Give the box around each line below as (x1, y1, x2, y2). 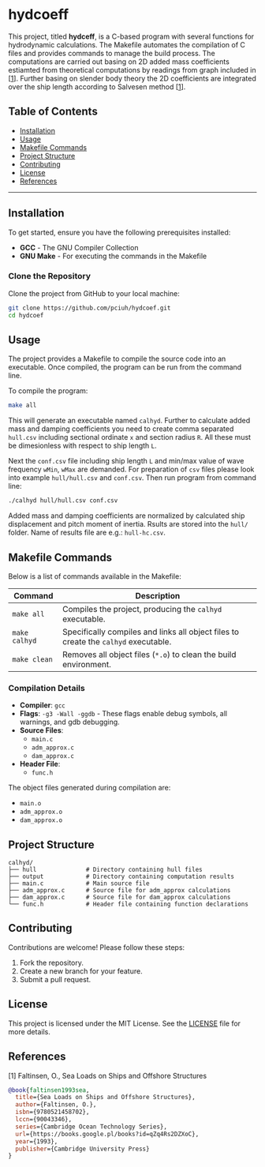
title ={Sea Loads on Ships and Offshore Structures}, (15, 1094, 196, 1101)
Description (135, 590, 181, 601)
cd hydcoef (8, 311, 44, 319)
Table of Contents (8, 105, 99, 118)
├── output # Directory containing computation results (8, 872, 235, 881)
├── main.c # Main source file (8, 880, 150, 887)
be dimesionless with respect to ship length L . (8, 441, 158, 451)
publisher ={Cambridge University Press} (15, 1145, 150, 1153)
